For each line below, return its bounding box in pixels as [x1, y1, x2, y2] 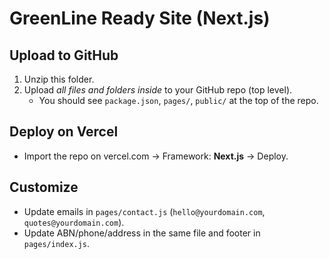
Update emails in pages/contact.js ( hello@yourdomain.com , [23, 205, 266, 217]
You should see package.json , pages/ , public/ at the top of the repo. [38, 95, 319, 106]
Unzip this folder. [23, 73, 95, 85]
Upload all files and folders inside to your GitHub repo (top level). [23, 84, 293, 96]
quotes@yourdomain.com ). [23, 216, 125, 228]
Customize [9, 179, 79, 196]
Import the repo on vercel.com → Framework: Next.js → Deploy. [23, 150, 289, 162]
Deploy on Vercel [9, 123, 119, 141]
